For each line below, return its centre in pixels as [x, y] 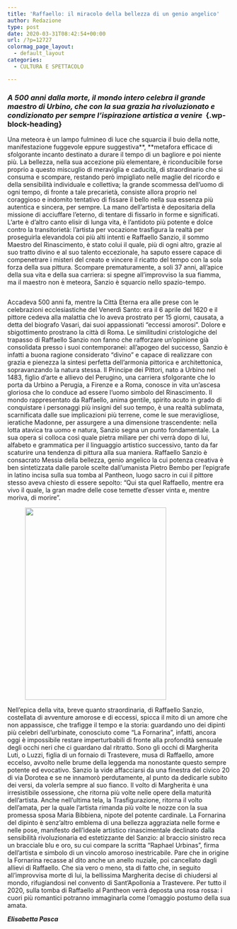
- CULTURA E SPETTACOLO [48, 67]
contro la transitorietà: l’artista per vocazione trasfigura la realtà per [106, 229]
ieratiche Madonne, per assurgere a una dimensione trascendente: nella [112, 422]
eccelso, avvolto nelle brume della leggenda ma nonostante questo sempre [117, 762]
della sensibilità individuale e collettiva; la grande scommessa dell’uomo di [116, 184]
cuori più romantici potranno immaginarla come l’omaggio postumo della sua [119, 898]
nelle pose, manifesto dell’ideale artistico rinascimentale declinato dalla [111, 830]
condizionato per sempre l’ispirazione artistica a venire [105, 115]
